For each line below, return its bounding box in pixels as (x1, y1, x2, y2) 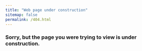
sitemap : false (5, 12, 38, 17)
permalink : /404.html (5, 17, 52, 22)
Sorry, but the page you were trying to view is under (5, 34, 137, 41)
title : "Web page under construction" (5, 7, 88, 13)
